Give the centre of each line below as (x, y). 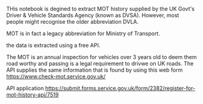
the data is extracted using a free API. (53, 45)
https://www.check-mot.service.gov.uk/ (56, 76)
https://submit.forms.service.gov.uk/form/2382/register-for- (120, 88)
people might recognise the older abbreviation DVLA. (72, 22)
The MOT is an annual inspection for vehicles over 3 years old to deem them (101, 57)
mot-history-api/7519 (32, 95)
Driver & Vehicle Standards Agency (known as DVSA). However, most (93, 15)
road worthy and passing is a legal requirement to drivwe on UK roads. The (100, 64)
